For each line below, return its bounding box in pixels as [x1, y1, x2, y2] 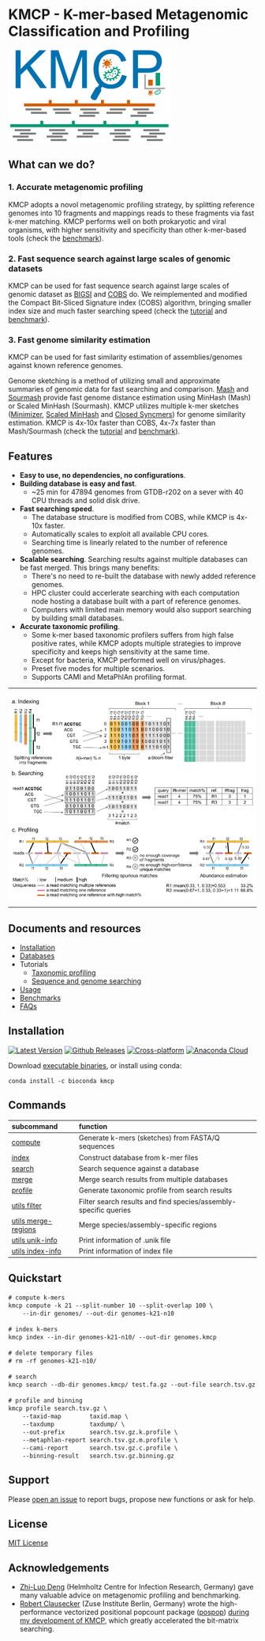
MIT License [8, 1538, 49, 1548]
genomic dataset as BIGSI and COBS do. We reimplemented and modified [8, 289, 248, 298]
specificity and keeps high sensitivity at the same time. [31, 647, 211, 657]
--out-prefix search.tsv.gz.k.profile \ [22, 1428, 178, 1436]
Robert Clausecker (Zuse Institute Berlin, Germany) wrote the [19, 1599, 218, 1609]
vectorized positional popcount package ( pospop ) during [64, 1608, 250, 1617]
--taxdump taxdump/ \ [22, 1420, 125, 1428]
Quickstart [8, 1271, 62, 1285]
